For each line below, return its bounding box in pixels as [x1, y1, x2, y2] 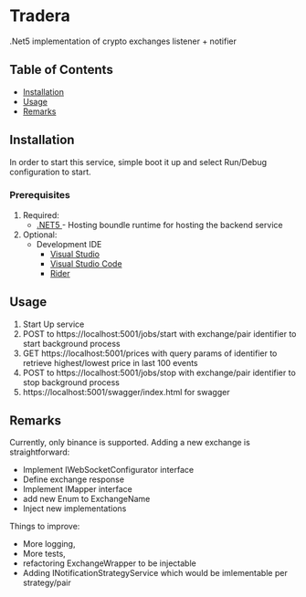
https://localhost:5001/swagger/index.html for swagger [22, 386, 230, 397]
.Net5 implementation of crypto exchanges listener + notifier [9, 36, 237, 47]
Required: [22, 209, 59, 220]
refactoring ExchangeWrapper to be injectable [22, 558, 196, 569]
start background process [22, 338, 121, 349]
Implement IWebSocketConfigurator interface [22, 465, 195, 476]
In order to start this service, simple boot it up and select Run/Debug [9, 156, 268, 167]
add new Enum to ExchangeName [22, 494, 151, 505]
